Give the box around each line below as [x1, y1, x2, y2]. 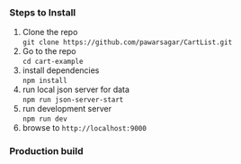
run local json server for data [22, 84, 130, 96]
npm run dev [22, 114, 67, 123]
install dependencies [22, 65, 100, 76]
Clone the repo [22, 27, 78, 38]
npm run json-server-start [22, 96, 124, 105]
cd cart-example [22, 57, 84, 67]
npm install [22, 77, 67, 86]
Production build [9, 145, 84, 158]
